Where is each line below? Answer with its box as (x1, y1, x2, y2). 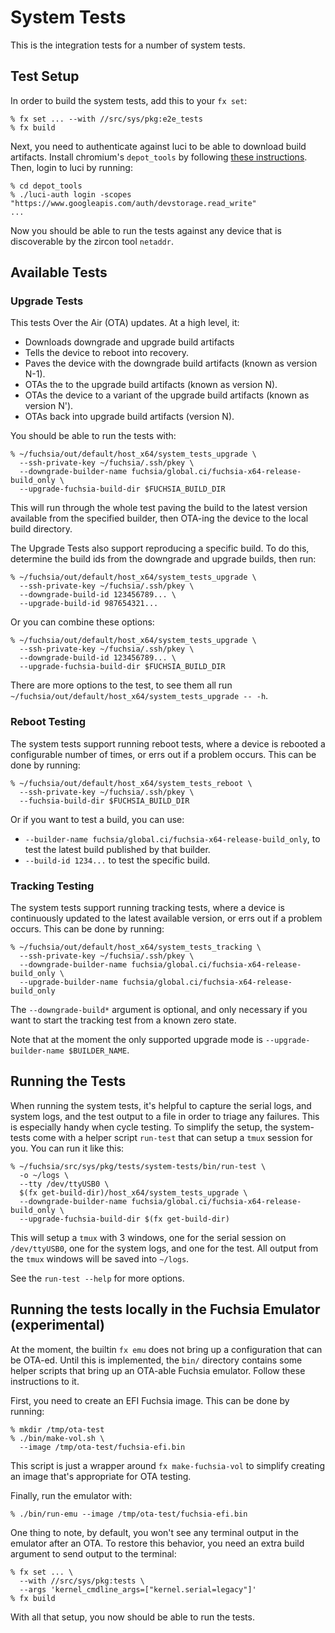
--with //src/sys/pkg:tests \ (19, 1576, 145, 1586)
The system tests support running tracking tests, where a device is (10, 902, 285, 914)
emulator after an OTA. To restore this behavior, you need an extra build (10, 1537, 305, 1549)
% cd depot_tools (10, 181, 83, 191)
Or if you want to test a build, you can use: (10, 813, 185, 825)
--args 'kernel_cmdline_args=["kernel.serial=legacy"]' (19, 1584, 257, 1595)
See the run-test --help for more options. (10, 1272, 185, 1284)
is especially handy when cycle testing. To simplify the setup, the (10, 1121, 279, 1133)
